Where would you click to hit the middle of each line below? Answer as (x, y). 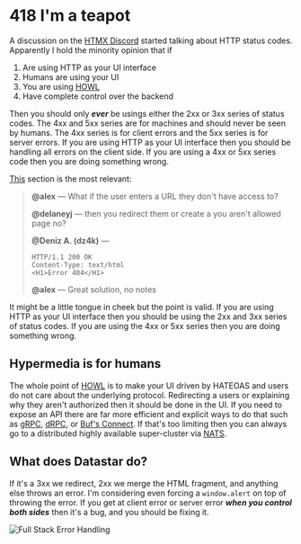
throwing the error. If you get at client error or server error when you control (150, 502)
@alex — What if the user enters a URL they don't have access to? (155, 196)
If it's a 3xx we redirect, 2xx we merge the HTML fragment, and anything (144, 483)
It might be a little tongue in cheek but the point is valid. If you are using (142, 307)
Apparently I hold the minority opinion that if (91, 49)
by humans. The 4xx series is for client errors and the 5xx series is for (139, 132)
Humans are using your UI (71, 76)
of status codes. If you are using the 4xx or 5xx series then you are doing (145, 326)
